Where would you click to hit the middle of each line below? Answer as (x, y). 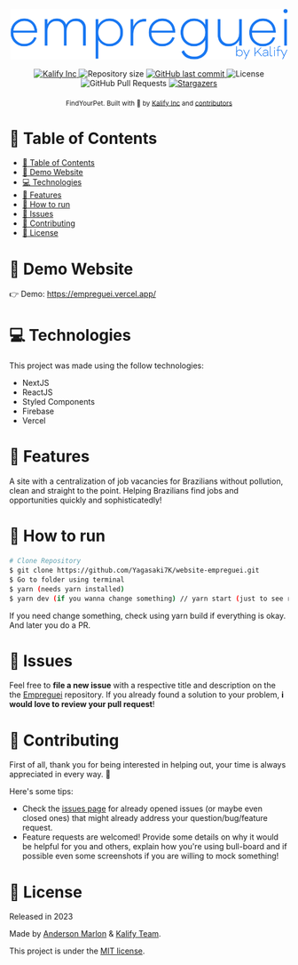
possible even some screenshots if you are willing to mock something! (150, 856)
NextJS (35, 383)
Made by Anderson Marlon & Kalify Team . (85, 934)
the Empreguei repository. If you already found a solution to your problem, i (146, 695)
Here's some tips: (41, 792)
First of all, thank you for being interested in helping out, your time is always (148, 765)
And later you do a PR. (50, 625)
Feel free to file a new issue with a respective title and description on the (143, 686)
